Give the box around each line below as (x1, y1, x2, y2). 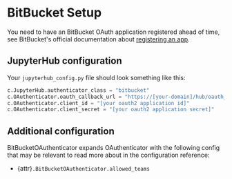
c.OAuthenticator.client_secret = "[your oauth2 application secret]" (7, 106, 215, 113)
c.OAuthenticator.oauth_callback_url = (7, 93, 122, 100)
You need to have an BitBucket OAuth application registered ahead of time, (7, 28, 220, 36)
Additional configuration (7, 125, 115, 137)
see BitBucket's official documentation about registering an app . (7, 35, 190, 43)
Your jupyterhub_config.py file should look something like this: (7, 73, 186, 82)
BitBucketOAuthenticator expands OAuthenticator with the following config (7, 144, 220, 152)
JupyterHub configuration (7, 55, 122, 67)
